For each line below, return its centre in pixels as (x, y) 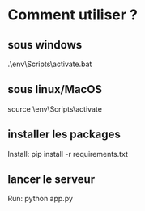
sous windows (45, 45)
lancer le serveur (51, 179)
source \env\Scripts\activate (55, 109)
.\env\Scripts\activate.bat (50, 64)
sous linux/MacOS (55, 89)
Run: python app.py (41, 199)
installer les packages (64, 135)
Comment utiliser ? (73, 15)
